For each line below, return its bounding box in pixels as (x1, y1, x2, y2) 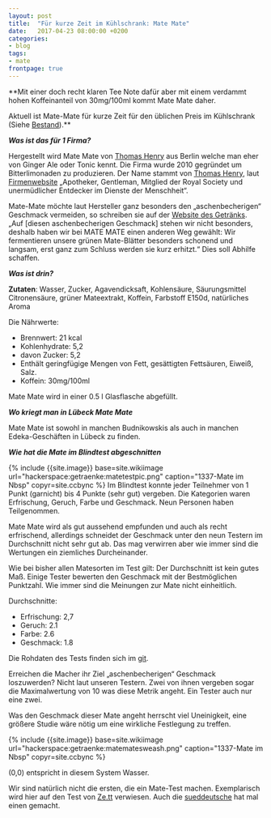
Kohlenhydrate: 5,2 (19, 341, 83, 351)
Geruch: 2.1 (19, 620, 58, 630)
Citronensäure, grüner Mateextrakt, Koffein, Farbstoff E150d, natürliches (8, 292, 249, 302)
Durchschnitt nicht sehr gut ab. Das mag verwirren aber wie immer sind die (8, 539, 259, 548)
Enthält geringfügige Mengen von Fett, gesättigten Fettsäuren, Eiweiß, (19, 358, 254, 369)
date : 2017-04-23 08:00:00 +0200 (8, 27, 129, 35)
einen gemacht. (8, 800, 61, 810)
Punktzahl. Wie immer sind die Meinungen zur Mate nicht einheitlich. (8, 580, 237, 590)
